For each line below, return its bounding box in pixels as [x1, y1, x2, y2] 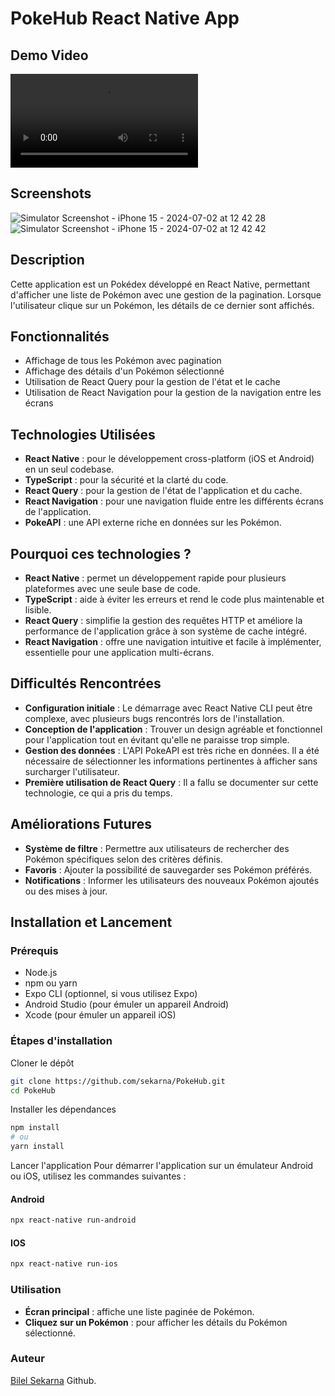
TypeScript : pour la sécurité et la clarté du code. [24, 474, 229, 486]
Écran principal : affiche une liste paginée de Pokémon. [24, 1305, 255, 1317]
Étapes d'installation [10, 1034, 113, 1048]
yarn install [10, 1142, 65, 1152]
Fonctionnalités [10, 328, 110, 346]
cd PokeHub [10, 1085, 56, 1096]
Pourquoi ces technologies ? [10, 545, 192, 562]
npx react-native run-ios [10, 1259, 118, 1269]
